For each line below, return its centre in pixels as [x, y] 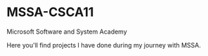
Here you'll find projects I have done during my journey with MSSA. [104, 45]
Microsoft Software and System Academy [67, 31]
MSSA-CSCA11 [50, 12]
